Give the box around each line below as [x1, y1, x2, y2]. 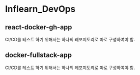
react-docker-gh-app [5, 23, 72, 31]
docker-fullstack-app [5, 51, 72, 59]
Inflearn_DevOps [5, 3, 76, 15]
